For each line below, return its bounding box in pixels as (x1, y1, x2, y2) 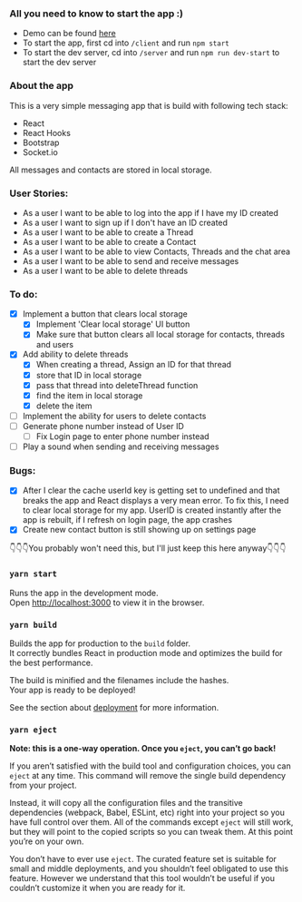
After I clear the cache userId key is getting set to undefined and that (22, 485, 280, 496)
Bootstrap (22, 137, 60, 148)
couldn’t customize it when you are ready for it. (9, 883, 186, 894)
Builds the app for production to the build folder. (9, 638, 191, 649)
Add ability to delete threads (22, 348, 129, 360)
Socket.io (22, 146, 59, 157)
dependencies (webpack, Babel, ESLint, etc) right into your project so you (9, 807, 286, 819)
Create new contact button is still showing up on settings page (22, 525, 257, 535)
